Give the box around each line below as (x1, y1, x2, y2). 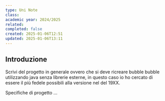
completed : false (5, 27, 43, 32)
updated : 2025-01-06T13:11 (5, 36, 63, 42)
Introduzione (5, 55, 48, 64)
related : (5, 22, 24, 27)
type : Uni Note (5, 7, 38, 13)
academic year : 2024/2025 (5, 17, 60, 22)
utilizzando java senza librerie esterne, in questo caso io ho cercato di (5, 74, 153, 80)
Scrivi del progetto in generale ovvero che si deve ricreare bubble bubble (5, 69, 160, 75)
